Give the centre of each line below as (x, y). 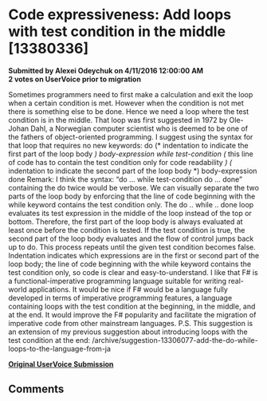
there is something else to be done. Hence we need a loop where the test (129, 111)
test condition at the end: (49, 340)
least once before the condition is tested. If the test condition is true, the (127, 230)
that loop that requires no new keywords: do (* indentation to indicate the (128, 145)
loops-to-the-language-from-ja (60, 348)
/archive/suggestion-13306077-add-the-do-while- (175, 340)
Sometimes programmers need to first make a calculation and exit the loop (131, 94)
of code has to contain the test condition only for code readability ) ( (120, 162)
